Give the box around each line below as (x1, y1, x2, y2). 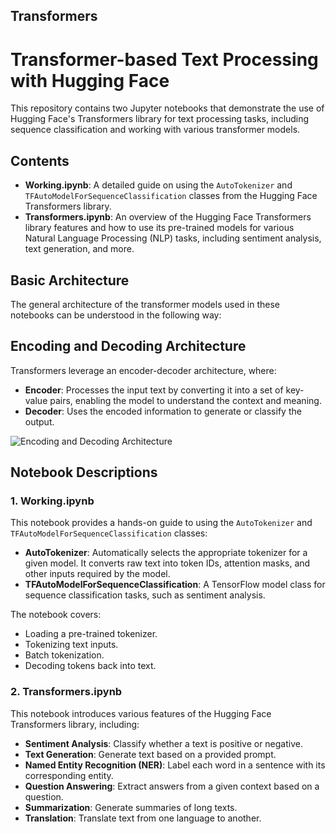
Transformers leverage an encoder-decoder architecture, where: (10, 364, 277, 376)
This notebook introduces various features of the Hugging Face (10, 707, 272, 719)
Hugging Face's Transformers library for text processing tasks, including (10, 113, 310, 125)
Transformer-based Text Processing (10, 48, 319, 71)
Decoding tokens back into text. (24, 660, 157, 672)
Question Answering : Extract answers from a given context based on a (24, 780, 320, 792)
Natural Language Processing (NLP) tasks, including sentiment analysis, (24, 232, 322, 244)
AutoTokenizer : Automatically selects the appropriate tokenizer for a (24, 547, 308, 559)
